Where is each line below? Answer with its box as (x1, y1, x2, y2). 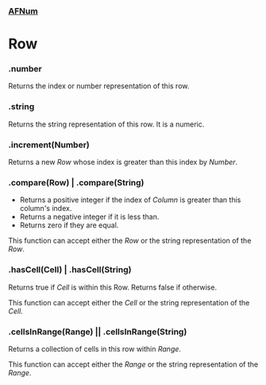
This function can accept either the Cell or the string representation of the (8, 297, 250, 307)
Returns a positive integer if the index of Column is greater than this (19, 195, 241, 204)
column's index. (19, 204, 72, 213)
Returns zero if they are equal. (19, 220, 119, 230)
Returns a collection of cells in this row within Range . (8, 344, 181, 353)
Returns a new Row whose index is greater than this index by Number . (8, 157, 238, 166)
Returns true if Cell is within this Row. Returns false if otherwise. (8, 282, 217, 292)
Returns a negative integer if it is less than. (19, 212, 160, 222)
